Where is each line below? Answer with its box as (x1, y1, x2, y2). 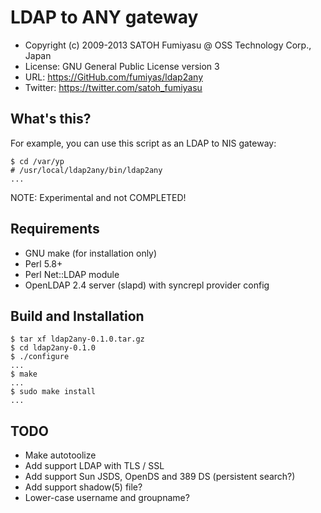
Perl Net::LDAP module (24, 268, 120, 280)
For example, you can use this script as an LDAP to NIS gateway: (10, 137, 277, 149)
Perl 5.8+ (24, 257, 63, 270)
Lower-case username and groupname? (24, 492, 190, 504)
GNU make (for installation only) (24, 247, 158, 259)
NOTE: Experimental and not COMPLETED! (10, 191, 187, 203)
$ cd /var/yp (10, 156, 65, 166)
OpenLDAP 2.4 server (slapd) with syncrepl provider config (24, 279, 270, 291)
